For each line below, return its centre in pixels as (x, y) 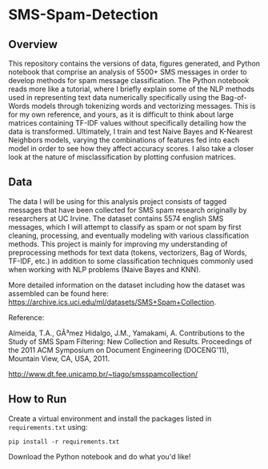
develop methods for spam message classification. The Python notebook (129, 80)
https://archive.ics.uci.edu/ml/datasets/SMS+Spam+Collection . (112, 302)
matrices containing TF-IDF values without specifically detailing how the (127, 123)
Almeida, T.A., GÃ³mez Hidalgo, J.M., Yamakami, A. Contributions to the (127, 333)
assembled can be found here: (59, 293)
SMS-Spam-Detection (83, 15)
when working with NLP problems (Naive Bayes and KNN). (105, 269)
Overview (33, 44)
